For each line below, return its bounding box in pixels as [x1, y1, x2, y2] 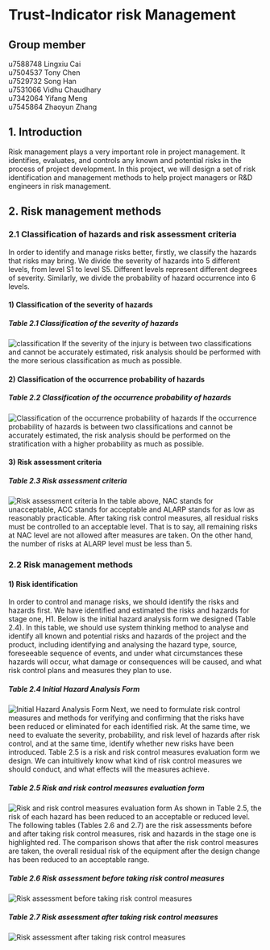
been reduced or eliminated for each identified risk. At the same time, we [8, 722, 251, 731]
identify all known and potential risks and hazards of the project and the [8, 631, 247, 641]
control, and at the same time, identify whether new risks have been [8, 739, 235, 748]
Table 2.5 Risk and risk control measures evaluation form [8, 783, 205, 793]
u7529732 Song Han [8, 77, 77, 86]
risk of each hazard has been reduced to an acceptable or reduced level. [8, 812, 251, 822]
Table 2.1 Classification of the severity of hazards [8, 318, 179, 328]
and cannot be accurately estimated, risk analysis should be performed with [8, 347, 261, 357]
